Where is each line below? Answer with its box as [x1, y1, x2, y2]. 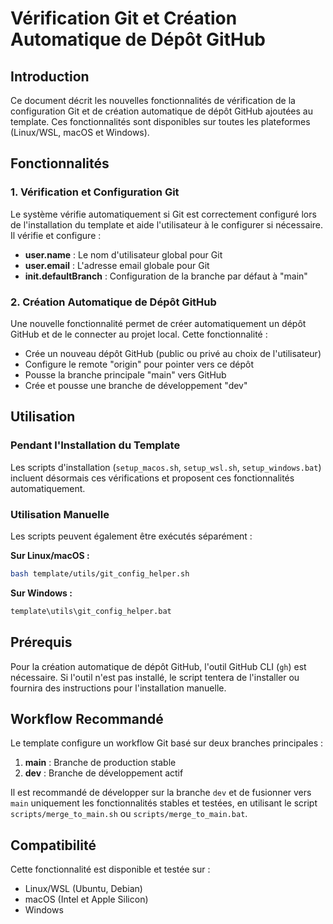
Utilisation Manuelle [10, 507, 110, 521]
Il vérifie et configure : [10, 229, 102, 241]
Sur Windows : [10, 587, 73, 599]
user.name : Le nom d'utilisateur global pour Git [24, 248, 223, 261]
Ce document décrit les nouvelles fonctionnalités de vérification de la [10, 95, 296, 106]
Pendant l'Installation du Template [10, 438, 181, 452]
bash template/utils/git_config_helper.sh [10, 568, 190, 579]
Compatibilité [10, 837, 97, 854]
